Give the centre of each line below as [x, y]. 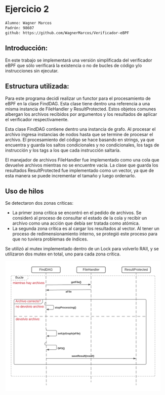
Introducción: [26, 48]
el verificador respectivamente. [37, 119]
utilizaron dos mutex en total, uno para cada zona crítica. [63, 254]
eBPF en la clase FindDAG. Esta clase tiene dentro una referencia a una [78, 103]
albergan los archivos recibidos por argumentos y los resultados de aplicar [81, 114]
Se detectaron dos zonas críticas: [39, 203]
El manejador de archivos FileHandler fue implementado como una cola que [82, 159]
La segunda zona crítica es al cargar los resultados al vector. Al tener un [86, 229]
